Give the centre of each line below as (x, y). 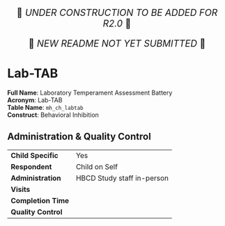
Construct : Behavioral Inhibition (53, 115)
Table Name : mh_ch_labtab (45, 107)
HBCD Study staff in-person (122, 178)
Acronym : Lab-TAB (35, 100)
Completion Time (40, 200)
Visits (21, 189)
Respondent (31, 166)
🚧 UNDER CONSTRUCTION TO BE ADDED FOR (117, 13)
